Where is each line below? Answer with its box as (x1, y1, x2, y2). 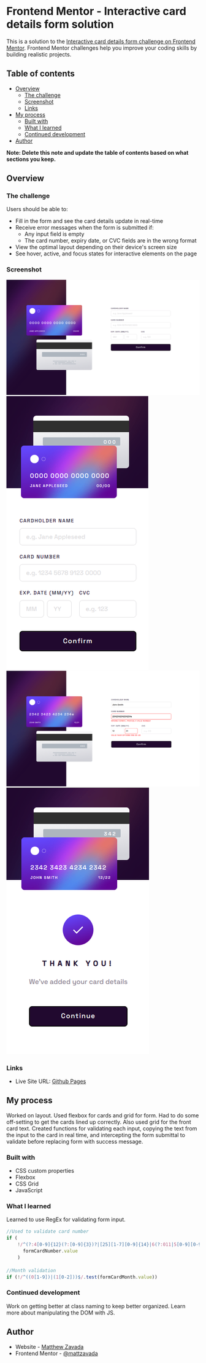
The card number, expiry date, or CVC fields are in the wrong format (24, 237, 197, 244)
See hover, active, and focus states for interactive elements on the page (15, 250, 197, 257)
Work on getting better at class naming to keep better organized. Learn (6, 1302, 186, 1310)
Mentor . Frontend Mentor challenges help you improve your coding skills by (6, 44, 197, 52)
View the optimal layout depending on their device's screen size (15, 244, 177, 251)
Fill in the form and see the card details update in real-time (15, 217, 164, 225)
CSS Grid (15, 1180, 39, 1187)
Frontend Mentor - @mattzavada (15, 1349, 98, 1357)
